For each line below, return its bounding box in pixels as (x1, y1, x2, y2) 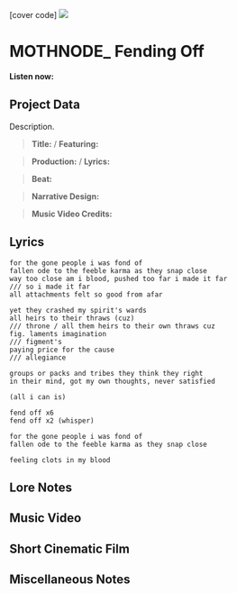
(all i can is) (9, 392, 67, 401)
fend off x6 (9, 408, 54, 417)
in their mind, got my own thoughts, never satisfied (9, 377, 216, 386)
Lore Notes (9, 479, 72, 495)
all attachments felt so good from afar (9, 289, 164, 299)
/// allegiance (9, 352, 67, 362)
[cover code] (9, 10, 58, 20)
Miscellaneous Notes (9, 572, 131, 588)
